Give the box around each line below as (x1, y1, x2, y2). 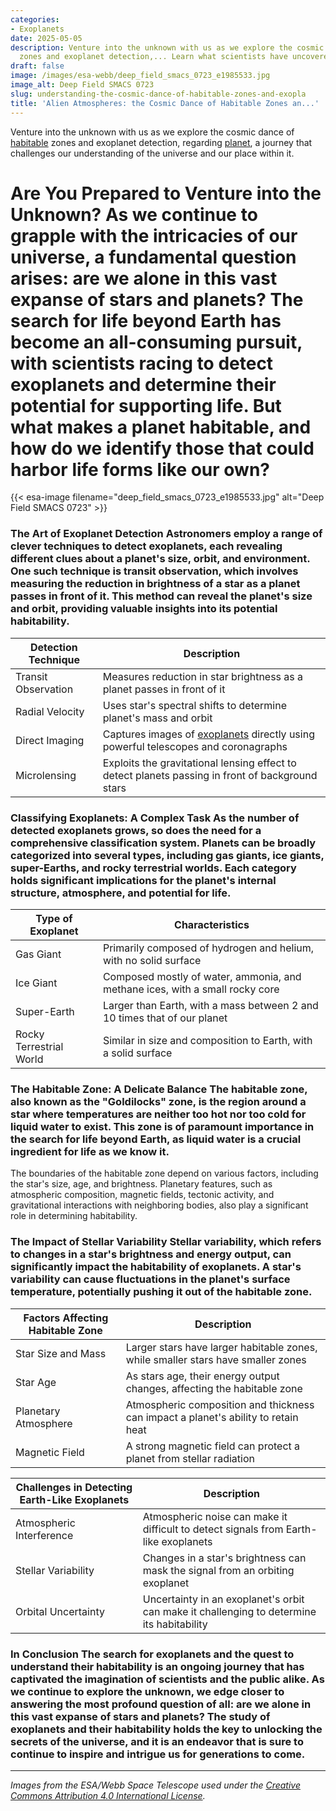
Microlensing (15, 768, 77, 782)
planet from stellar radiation (125, 1451, 255, 1465)
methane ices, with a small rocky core (102, 982, 280, 996)
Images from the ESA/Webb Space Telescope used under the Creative (10, 1779, 301, 1791)
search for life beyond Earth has (10, 309, 282, 332)
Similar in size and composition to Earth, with (102, 1034, 313, 1048)
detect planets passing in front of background (102, 768, 318, 782)
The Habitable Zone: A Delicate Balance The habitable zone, (10, 1082, 308, 1096)
